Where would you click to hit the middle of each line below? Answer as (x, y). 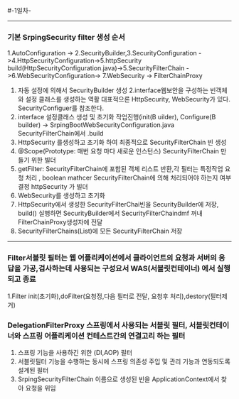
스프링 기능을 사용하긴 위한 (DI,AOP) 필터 (75, 352)
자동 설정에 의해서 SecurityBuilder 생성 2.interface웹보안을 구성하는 (113, 90)
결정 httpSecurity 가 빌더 (53, 187)
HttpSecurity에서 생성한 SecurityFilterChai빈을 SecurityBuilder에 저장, (118, 204)
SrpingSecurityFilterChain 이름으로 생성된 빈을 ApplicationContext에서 (118, 379)
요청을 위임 (41, 388)
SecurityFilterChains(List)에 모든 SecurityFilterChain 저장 (100, 231)
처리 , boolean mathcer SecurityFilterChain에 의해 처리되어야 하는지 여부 (128, 178)
